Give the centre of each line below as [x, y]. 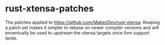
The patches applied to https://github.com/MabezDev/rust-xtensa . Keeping [82, 22]
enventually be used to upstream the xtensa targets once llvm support [77, 33]
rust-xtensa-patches [49, 9]
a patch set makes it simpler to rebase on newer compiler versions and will [82, 27]
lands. [11, 38]
